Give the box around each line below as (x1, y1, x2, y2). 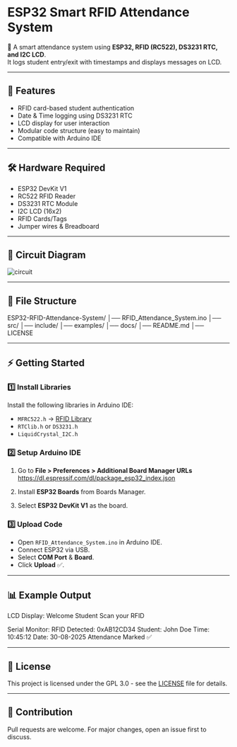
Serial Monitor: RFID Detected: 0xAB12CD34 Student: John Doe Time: (7, 625, 210, 634)
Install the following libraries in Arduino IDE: (7, 401, 134, 409)
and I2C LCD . (7, 50, 47, 59)
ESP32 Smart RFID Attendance (7, 4, 190, 21)
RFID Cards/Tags (17, 214, 67, 223)
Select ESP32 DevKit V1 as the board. (17, 501, 128, 510)
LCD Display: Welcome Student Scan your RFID (7, 612, 145, 620)
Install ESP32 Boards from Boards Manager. (17, 488, 146, 496)
